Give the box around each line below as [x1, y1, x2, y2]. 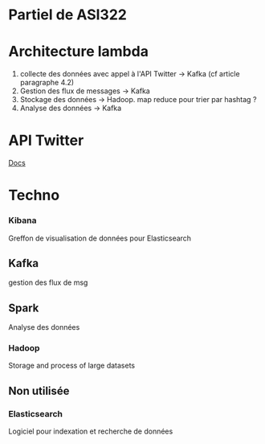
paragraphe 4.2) [19, 78, 75, 88]
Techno [8, 187, 60, 204]
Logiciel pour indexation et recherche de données [8, 426, 173, 436]
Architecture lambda [8, 43, 149, 61]
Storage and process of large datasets [8, 360, 135, 371]
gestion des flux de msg [8, 277, 88, 287]
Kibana [8, 215, 37, 226]
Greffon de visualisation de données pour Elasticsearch [8, 233, 191, 243]
